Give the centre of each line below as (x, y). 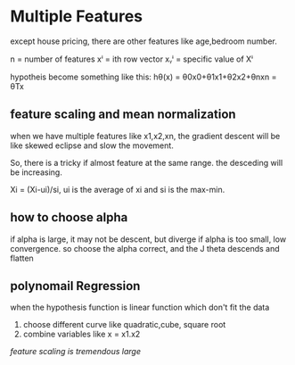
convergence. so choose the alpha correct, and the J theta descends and (145, 248)
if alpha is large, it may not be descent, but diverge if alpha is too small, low (148, 239)
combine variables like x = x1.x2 (82, 334)
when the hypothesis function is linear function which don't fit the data (140, 307)
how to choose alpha (69, 217)
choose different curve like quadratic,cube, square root (124, 325)
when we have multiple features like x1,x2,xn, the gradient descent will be (145, 136)
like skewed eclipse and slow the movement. (92, 145)
